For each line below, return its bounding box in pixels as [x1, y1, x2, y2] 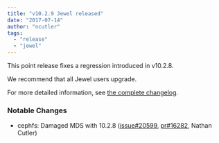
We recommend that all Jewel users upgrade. [7, 75, 137, 83]
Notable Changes [7, 106, 67, 115]
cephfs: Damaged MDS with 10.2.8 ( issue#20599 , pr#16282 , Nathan [17, 121, 213, 130]
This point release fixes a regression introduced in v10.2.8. [7, 62, 174, 69]
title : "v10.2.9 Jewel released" [7, 10, 104, 17]
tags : [7, 29, 23, 37]
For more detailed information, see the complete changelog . [7, 88, 179, 96]
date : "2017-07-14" [7, 17, 64, 24]
